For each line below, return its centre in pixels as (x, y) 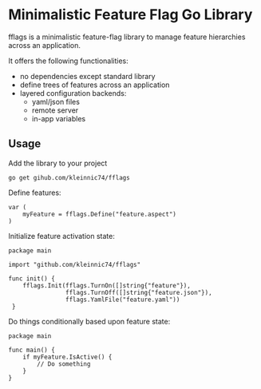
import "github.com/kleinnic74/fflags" (75, 264)
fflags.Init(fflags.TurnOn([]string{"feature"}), (107, 285)
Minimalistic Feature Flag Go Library (130, 15)
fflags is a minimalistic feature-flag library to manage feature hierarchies (127, 37)
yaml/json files (55, 101)
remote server (55, 110)
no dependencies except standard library (87, 76)
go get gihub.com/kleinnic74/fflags (69, 177)
